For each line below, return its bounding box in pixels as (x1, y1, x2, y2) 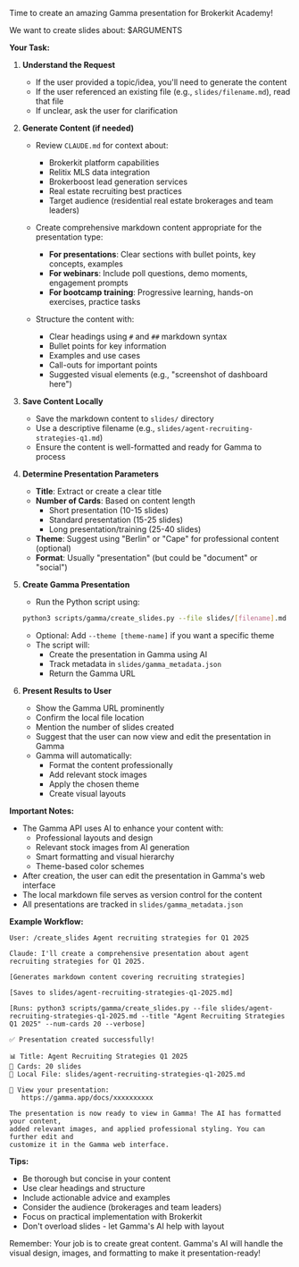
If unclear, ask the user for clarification (35, 106, 179, 115)
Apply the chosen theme (48, 778, 140, 790)
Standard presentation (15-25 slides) (48, 514, 184, 525)
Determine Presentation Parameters (21, 469, 159, 479)
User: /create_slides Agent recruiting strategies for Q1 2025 (9, 933, 250, 942)
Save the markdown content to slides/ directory (35, 413, 214, 424)
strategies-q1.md (35, 434, 101, 443)
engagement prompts (48, 277, 129, 288)
